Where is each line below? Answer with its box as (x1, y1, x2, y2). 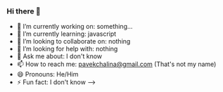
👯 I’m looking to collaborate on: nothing (16, 37, 131, 46)
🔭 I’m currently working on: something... (16, 22, 133, 31)
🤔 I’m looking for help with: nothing (16, 45, 118, 53)
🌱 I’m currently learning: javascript (16, 29, 117, 38)
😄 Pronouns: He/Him (16, 70, 79, 79)
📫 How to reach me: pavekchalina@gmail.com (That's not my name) (16, 60, 217, 69)
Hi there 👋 (6, 6, 42, 16)
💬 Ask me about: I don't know (16, 52, 103, 60)
